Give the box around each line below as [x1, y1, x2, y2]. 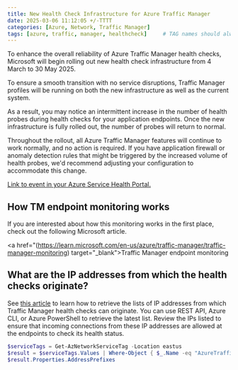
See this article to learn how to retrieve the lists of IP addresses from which [7, 299, 227, 308]
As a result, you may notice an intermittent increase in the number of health [7, 107, 227, 116]
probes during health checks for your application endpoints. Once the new [7, 115, 225, 124]
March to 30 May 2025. [7, 65, 76, 73]
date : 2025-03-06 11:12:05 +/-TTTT [7, 17, 113, 24]
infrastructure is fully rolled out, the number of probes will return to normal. [7, 122, 227, 131]
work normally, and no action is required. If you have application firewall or [7, 143, 225, 153]
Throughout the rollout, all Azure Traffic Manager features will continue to [7, 136, 222, 145]
